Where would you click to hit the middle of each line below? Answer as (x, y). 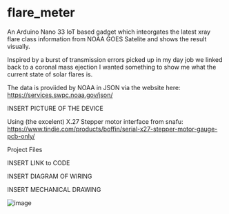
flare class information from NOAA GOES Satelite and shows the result (107, 39)
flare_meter (41, 13)
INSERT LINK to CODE (39, 162)
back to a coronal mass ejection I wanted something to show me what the (112, 67)
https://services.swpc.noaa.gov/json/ (60, 95)
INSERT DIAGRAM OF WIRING (50, 176)
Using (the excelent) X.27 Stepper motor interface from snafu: (96, 121)
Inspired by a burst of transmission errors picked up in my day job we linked (115, 59)
